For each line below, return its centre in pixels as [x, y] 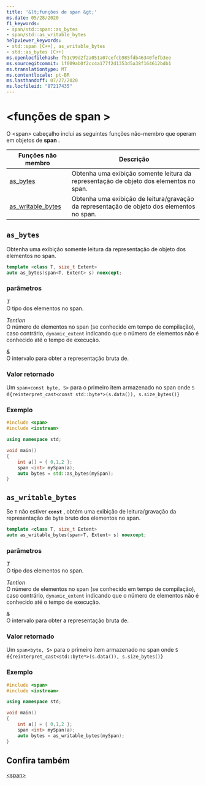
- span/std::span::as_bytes [42, 29]
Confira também [38, 760]
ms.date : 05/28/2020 [33, 18]
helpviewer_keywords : [34, 41]
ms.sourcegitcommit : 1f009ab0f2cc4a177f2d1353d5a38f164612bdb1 [89, 63]
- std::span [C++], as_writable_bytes [56, 47]
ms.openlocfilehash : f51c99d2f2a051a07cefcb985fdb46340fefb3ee [89, 58]
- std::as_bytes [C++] [35, 52]
